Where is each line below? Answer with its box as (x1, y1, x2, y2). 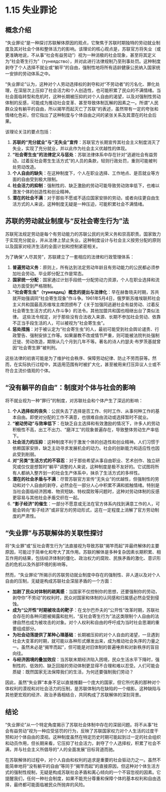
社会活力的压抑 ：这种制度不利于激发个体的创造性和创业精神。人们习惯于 (12, 439, 160, 445)
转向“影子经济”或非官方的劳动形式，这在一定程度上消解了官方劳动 (21, 507, 155, 513)
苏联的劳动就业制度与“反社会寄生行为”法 (5, 217, 129, 225)
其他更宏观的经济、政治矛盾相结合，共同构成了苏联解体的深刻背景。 (5, 692, 144, 698)
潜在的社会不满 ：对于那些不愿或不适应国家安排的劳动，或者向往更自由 (12, 195, 156, 201)
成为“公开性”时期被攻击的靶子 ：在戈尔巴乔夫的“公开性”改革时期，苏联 (12, 607, 156, 613)
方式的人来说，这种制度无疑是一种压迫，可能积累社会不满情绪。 (16, 201, 147, 207)
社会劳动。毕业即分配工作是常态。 (16, 270, 86, 276)
